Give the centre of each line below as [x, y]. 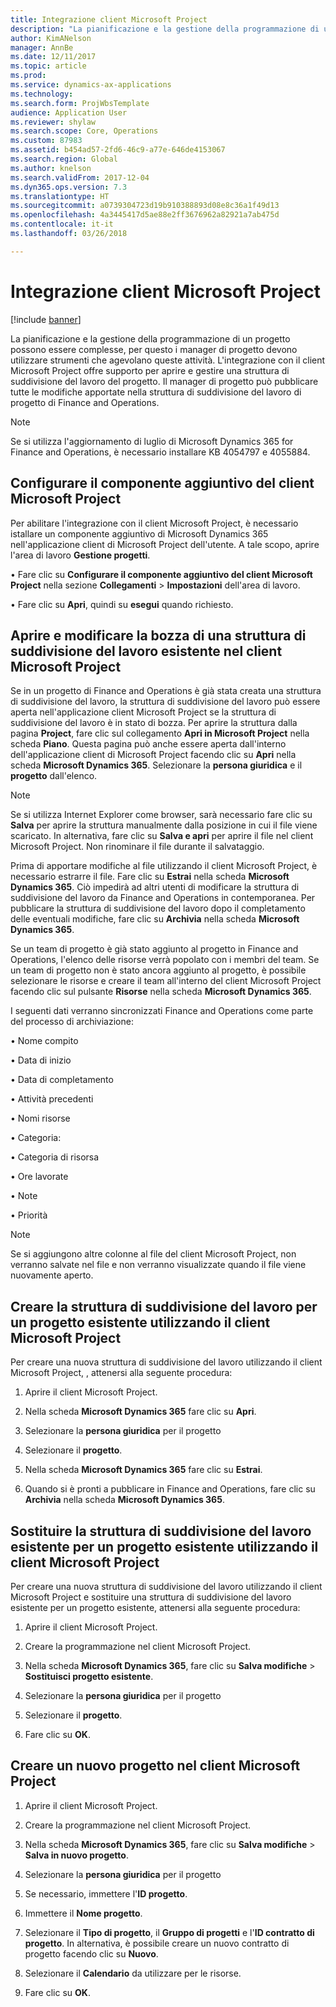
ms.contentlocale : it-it [62, 224]
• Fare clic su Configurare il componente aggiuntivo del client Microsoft [161, 574]
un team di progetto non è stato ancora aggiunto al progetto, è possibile [158, 970]
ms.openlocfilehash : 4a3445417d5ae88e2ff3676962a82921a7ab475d [145, 215]
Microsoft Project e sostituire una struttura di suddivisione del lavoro [151, 1597]
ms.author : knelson [51, 168]
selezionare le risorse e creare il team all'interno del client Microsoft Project [166, 981]
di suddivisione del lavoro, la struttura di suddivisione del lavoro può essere [165, 702]
